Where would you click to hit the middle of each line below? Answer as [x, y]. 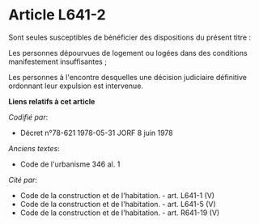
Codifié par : [28, 117]
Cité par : [23, 180]
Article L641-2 [57, 15]
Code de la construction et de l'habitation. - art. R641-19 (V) [120, 213]
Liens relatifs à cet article [52, 101]
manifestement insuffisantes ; [58, 61]
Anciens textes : [34, 148]
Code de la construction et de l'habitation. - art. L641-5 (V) [118, 204]
